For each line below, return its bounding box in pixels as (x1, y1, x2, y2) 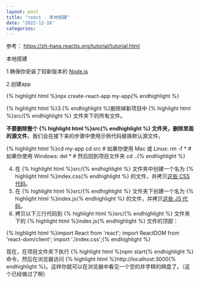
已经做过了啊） (11, 270, 49, 278)
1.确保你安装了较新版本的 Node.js (6, 68, 89, 75)
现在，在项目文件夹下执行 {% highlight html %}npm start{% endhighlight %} (6, 248, 194, 256)
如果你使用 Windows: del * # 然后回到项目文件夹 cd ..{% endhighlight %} (6, 153, 186, 160)
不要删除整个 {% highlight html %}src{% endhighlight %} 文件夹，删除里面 (6, 125, 194, 132)
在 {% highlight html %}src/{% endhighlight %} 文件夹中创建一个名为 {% (14, 165, 194, 173)
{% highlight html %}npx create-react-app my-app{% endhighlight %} (6, 93, 180, 100)
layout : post (6, 8, 39, 15)
